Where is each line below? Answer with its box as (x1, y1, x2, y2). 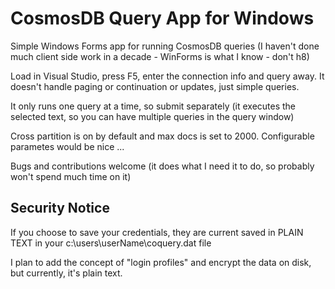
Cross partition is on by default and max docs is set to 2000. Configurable (10, 130, 315, 142)
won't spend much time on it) (10, 170, 132, 182)
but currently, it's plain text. (10, 267, 123, 279)
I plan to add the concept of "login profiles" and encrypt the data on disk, (10, 256, 312, 268)
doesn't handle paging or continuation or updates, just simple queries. (10, 80, 300, 92)
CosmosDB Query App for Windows (10, 7, 315, 30)
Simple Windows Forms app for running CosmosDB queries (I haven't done (10, 40, 320, 52)
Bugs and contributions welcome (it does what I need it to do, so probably (10, 160, 315, 172)
